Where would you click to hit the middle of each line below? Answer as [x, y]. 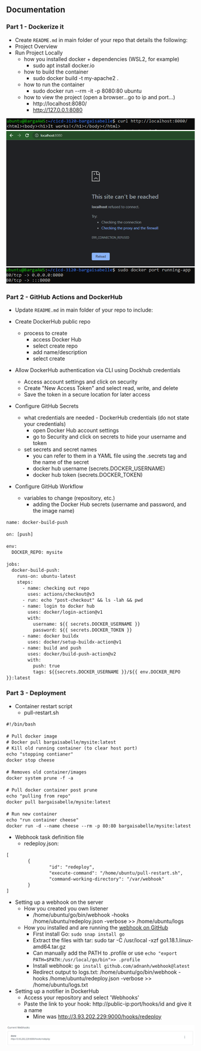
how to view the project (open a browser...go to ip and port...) [99, 97]
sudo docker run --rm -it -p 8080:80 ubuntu [87, 91]
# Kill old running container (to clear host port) [72, 748]
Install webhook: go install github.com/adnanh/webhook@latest [111, 965]
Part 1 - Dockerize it [35, 27]
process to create [45, 333]
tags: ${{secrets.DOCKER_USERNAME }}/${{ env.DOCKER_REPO [106, 672]
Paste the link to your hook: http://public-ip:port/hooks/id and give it [108, 1004]
